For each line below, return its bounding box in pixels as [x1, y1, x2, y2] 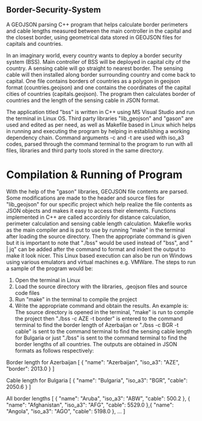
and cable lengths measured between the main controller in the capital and [6, 27, 192, 34]
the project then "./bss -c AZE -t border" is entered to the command [14, 315, 183, 322]
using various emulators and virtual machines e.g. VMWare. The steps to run [6, 258, 196, 265]
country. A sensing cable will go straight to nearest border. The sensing [6, 65, 183, 72]
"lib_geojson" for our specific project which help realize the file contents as [6, 200, 192, 207]
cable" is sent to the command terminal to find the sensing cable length [14, 328, 192, 335]
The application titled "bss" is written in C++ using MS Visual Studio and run [6, 108, 195, 115]
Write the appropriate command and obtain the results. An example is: [14, 302, 189, 309]
